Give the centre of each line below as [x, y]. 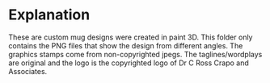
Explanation [49, 15]
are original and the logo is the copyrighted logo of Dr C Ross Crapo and [129, 63]
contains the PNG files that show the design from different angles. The [126, 45]
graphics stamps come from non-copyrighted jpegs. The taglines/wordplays [135, 54]
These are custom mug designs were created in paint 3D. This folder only [131, 37]
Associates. [28, 71]
